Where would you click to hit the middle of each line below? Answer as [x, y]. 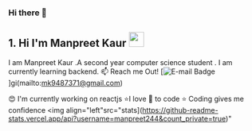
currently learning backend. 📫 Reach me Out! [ [86, 71]
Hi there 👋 [28, 13]
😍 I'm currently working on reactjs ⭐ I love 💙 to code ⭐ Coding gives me [126, 98]
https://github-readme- [180, 110]
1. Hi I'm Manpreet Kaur [67, 43]
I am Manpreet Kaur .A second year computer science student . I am [120, 62]
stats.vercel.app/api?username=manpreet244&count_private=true [117, 118]
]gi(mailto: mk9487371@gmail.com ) [66, 83]
